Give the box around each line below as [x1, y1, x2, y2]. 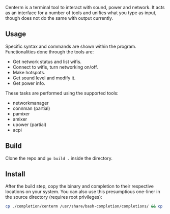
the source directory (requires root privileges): [5, 194, 103, 200]
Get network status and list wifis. [12, 58, 82, 65]
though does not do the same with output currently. [5, 15, 114, 21]
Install [5, 170, 25, 178]
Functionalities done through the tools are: [5, 48, 94, 55]
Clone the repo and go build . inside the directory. [5, 155, 113, 161]
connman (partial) [12, 105, 50, 111]
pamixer [12, 110, 30, 116]
